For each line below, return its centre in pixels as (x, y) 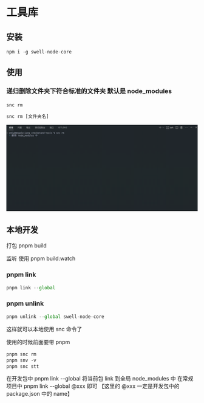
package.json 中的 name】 (39, 394)
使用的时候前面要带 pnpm (38, 342)
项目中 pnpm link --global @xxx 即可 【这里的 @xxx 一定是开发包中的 (93, 386)
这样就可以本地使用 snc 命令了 (44, 329)
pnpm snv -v (21, 360)
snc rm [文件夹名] (28, 117)
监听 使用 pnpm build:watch (41, 258)
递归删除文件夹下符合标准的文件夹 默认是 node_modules (89, 91)
